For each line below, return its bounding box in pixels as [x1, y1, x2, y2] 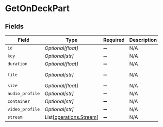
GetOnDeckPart [5, 3, 70, 14]
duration [7, 61, 28, 66]
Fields [5, 22, 24, 31]
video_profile [7, 107, 40, 112]
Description [129, 37, 157, 43]
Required [103, 37, 125, 43]
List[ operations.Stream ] [44, 114, 98, 120]
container [7, 99, 30, 104]
